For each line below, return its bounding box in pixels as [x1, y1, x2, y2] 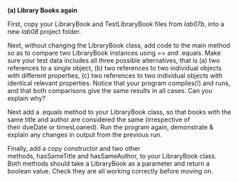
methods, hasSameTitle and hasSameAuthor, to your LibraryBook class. [7, 152, 217, 160]
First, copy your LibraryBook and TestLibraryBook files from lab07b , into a [7, 20, 225, 28]
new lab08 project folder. [7, 28, 82, 36]
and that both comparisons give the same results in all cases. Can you [7, 87, 213, 95]
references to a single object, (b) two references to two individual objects [7, 64, 222, 72]
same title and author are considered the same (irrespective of [7, 115, 190, 124]
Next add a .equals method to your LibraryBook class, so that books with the [7, 108, 232, 116]
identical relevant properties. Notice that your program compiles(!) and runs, [7, 79, 231, 87]
